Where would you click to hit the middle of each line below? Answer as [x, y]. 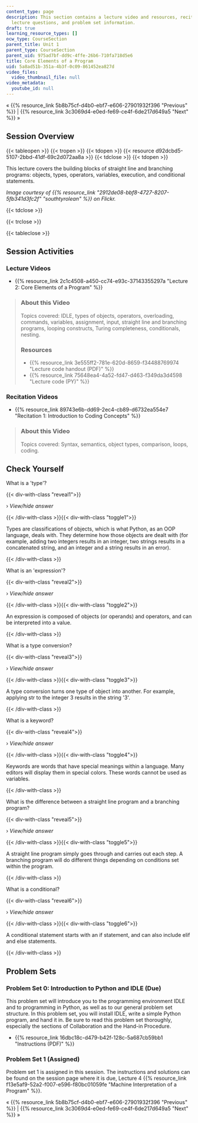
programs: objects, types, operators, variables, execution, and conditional [96, 174]
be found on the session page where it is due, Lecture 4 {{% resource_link [96, 1078]
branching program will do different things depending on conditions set [93, 860]
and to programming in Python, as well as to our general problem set [89, 1007]
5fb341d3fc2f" [24, 198]
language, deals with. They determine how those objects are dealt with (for [97, 535]
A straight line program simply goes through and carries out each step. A [95, 854]
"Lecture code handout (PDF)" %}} [72, 369]
